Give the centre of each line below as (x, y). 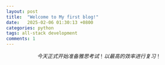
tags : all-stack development (42, 33)
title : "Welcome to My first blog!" (52, 17)
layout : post (22, 11)
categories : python (30, 28)
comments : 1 (21, 39)
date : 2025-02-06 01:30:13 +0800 (50, 22)
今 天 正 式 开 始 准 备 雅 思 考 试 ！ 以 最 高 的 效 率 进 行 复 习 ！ (99, 56)
